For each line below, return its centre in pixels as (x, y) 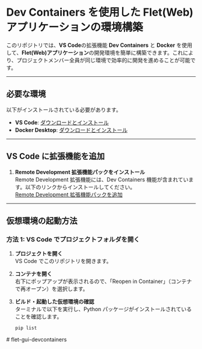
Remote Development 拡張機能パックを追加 (69, 194)
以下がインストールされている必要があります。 (64, 109)
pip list (26, 328)
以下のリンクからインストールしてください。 (80, 187)
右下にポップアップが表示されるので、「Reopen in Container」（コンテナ (103, 281)
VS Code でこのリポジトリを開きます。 (63, 261)
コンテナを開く (33, 274)
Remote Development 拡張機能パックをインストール (80, 172)
